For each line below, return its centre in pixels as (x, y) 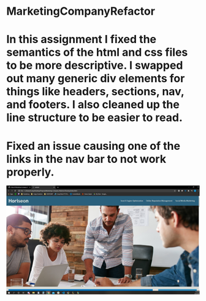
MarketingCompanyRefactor (81, 11)
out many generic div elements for (96, 79)
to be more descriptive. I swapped (95, 65)
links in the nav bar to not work (86, 159)
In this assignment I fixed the (81, 40)
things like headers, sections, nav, (95, 92)
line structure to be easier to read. (94, 118)
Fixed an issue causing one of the (93, 146)
